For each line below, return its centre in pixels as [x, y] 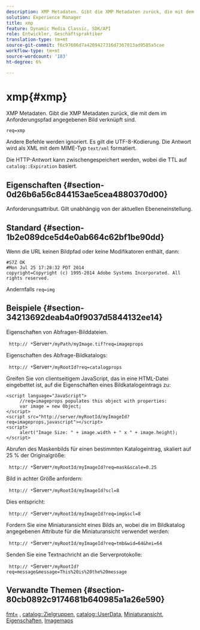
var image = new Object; [51, 406]
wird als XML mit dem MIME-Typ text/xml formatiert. [71, 148]
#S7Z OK [16, 263]
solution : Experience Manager [44, 17]
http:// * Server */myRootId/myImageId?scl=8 [64, 490]
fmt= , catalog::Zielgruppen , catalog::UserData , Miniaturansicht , [85, 614]
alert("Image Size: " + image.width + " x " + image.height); [99, 432]
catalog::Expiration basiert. [42, 166]
